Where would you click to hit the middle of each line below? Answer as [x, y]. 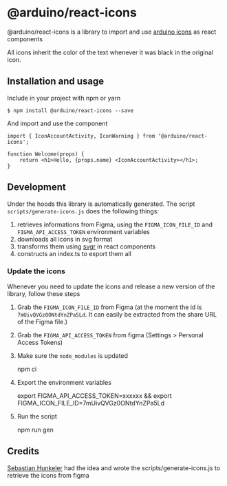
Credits [23, 451]
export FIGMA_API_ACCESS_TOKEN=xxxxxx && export [94, 395]
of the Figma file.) [42, 321]
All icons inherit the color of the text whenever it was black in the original [110, 52]
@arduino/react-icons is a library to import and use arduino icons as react [112, 32]
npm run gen [35, 430]
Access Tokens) [40, 342]
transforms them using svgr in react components [86, 246]
